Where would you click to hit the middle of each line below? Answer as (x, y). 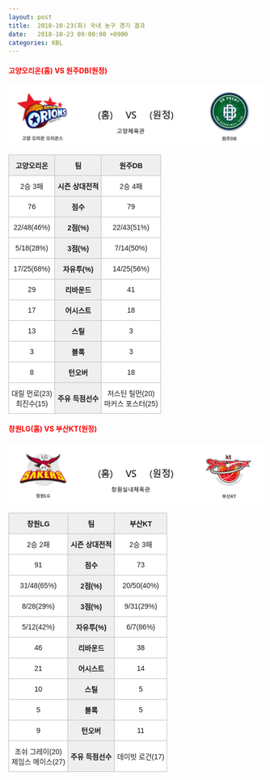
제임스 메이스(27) (39, 762)
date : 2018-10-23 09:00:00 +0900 (68, 34)
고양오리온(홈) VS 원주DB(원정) (58, 70)
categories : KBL (36, 43)
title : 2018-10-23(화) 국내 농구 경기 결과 (77, 25)
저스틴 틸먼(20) (131, 393)
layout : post (30, 17)
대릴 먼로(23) (32, 393)
